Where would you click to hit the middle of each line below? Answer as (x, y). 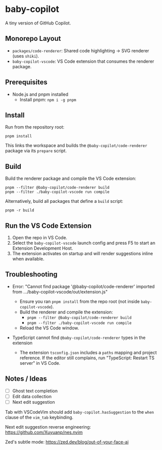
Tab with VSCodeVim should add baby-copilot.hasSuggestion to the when (80, 412)
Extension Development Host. (43, 248)
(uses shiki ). (26, 56)
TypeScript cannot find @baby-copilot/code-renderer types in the (79, 337)
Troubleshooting (31, 274)
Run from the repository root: (35, 127)
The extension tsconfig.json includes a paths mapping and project (88, 352)
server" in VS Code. (40, 363)
